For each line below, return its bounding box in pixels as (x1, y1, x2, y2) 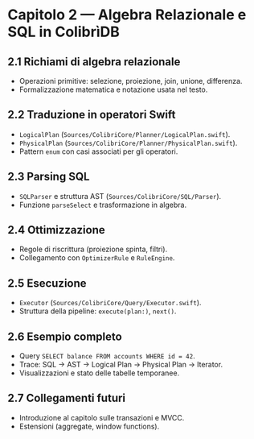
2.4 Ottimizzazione (7, 223, 105, 237)
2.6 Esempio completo (7, 329, 122, 343)
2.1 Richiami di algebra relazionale (7, 55, 181, 68)
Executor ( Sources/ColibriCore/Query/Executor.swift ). (18, 298, 202, 308)
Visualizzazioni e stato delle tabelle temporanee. (18, 368, 180, 378)
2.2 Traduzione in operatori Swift (7, 108, 176, 122)
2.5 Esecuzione (7, 276, 87, 290)
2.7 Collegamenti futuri (7, 391, 126, 405)
